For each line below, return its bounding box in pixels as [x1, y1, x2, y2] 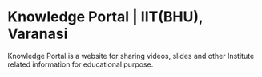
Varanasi [7, 25, 68, 43]
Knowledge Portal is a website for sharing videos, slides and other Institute [7, 51, 255, 60]
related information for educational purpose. [7, 60, 154, 69]
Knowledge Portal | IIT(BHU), [7, 8, 204, 26]
